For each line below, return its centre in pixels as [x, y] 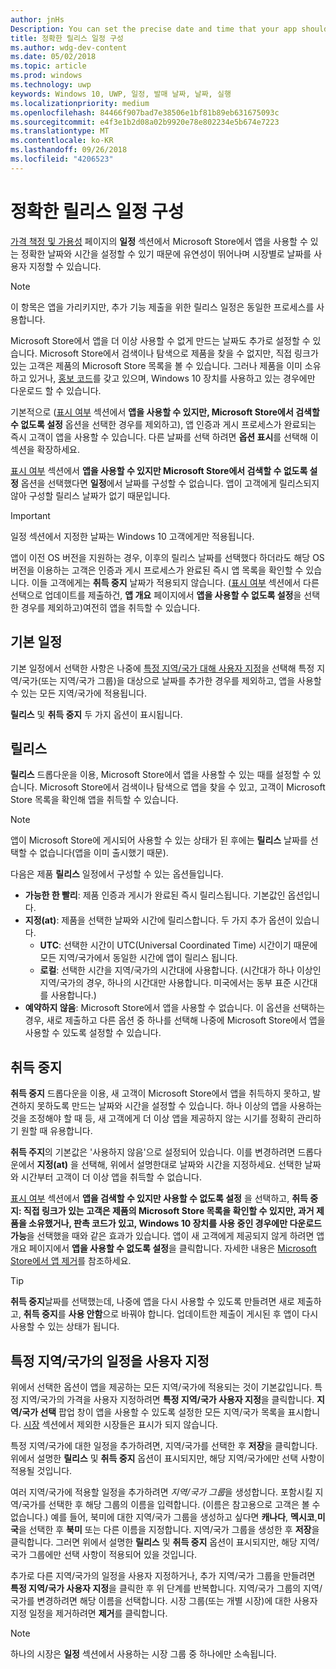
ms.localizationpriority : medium [80, 103]
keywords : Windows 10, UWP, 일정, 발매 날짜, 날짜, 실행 [121, 94]
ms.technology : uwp [51, 85]
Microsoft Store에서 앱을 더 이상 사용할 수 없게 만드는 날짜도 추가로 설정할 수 [160, 340]
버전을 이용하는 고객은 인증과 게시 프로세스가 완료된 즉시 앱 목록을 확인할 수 [157, 570]
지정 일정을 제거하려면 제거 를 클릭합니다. [89, 1613]
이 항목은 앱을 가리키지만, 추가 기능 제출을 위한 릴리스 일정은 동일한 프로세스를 [162, 307]
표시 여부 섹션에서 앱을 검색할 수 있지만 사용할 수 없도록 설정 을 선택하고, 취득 [159, 1198]
